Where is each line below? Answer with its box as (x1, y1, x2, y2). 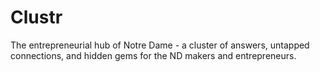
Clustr (10, 6, 63, 29)
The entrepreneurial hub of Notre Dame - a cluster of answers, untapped (10, 39, 310, 51)
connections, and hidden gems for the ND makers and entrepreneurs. (10, 49, 297, 61)
